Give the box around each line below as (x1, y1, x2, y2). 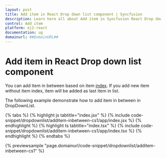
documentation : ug (5, 30, 43, 35)
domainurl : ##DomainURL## (5, 35, 58, 40)
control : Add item (5, 21, 43, 26)
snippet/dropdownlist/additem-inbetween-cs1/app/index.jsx (5, 117, 127, 123)
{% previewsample (5, 142, 43, 148)
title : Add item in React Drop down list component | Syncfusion (5, 12, 142, 17)
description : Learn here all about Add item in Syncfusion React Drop (5, 16, 154, 21)
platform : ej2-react (5, 26, 48, 31)
